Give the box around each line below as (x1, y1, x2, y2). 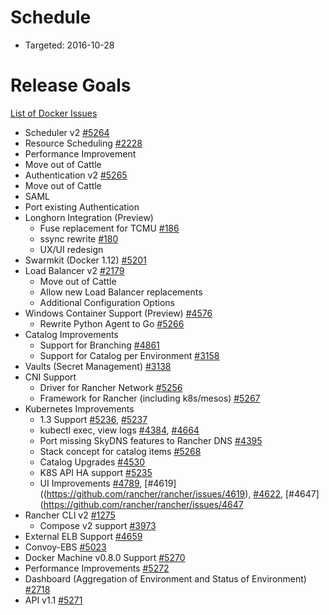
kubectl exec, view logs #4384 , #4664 (39, 424, 200, 436)
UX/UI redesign (39, 243, 104, 255)
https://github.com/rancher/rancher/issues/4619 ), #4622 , (46, 487, 284, 500)
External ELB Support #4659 (24, 530, 143, 542)
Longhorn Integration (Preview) (24, 211, 154, 223)
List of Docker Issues (10, 107, 98, 119)
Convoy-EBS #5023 (24, 541, 107, 553)
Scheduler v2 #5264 (24, 126, 110, 138)
